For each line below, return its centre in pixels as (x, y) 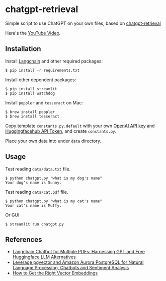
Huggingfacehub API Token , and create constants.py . (61, 131)
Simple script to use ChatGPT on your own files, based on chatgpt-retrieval (83, 23)
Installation (23, 49)
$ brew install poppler (30, 112)
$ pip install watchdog (30, 93)
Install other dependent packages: (41, 80)
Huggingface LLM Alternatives (44, 257)
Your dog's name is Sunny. (33, 183)
